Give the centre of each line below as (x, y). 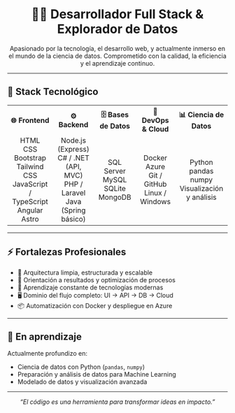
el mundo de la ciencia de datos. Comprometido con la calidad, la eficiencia (117, 56)
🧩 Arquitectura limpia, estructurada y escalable (85, 273)
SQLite (115, 188)
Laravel (73, 193)
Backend (73, 124)
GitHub (155, 184)
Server (115, 171)
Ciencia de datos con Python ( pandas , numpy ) (81, 367)
